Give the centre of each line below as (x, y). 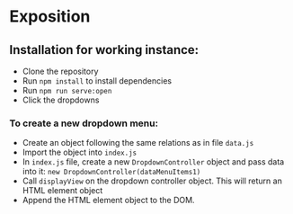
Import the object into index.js (80, 152)
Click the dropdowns (61, 100)
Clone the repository (60, 71)
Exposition (50, 17)
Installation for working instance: (104, 50)
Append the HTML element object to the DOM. (108, 201)
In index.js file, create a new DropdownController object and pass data (153, 162)
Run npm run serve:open (67, 90)
